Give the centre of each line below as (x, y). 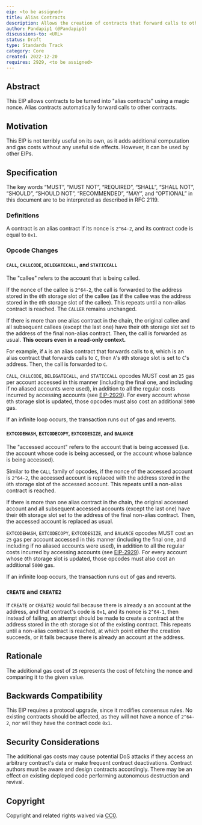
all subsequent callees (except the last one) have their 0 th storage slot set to (101, 327)
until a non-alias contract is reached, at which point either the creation (93, 631)
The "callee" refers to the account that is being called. (73, 278)
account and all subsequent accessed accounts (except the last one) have (98, 508)
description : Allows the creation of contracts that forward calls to (96, 23)
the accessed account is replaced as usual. (60, 521)
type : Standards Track (35, 46)
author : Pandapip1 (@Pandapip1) (47, 29)
